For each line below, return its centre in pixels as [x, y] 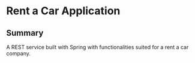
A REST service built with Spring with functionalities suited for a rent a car [97, 47]
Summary [25, 33]
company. [19, 53]
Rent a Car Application [63, 11]
